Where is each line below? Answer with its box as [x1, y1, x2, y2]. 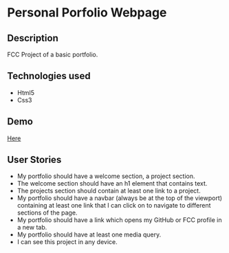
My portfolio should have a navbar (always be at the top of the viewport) [17, 194, 222, 202]
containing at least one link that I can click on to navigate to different [17, 201, 211, 210]
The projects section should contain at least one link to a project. [17, 187, 201, 195]
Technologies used [7, 70, 91, 82]
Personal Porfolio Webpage [7, 5, 167, 21]
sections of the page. [17, 208, 78, 217]
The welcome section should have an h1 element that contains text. [17, 179, 208, 188]
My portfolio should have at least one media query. [17, 230, 162, 239]
